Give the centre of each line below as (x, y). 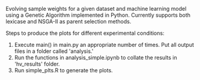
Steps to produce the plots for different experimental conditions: (85, 33)
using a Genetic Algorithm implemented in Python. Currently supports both (98, 15)
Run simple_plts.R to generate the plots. (64, 70)
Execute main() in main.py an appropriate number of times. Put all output (104, 45)
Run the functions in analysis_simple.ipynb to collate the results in (96, 57)
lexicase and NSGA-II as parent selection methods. (68, 21)
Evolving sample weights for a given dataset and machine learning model (96, 9)
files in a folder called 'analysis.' (54, 51)
